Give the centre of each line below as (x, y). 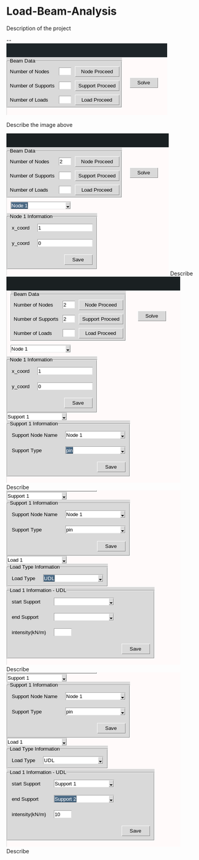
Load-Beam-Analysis (62, 11)
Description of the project (39, 28)
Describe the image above (39, 124)
